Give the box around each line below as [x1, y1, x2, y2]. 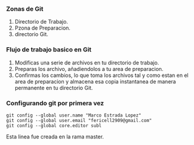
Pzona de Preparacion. [14, 24, 71, 31]
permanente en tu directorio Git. [14, 84, 93, 91]
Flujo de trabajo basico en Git [6, 46, 92, 54]
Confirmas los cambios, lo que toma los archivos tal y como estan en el [14, 72, 189, 79]
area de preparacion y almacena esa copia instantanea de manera [14, 78, 176, 85]
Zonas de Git [6, 5, 44, 13]
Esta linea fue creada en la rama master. [6, 133, 104, 140]
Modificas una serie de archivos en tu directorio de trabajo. [14, 59, 160, 66]
